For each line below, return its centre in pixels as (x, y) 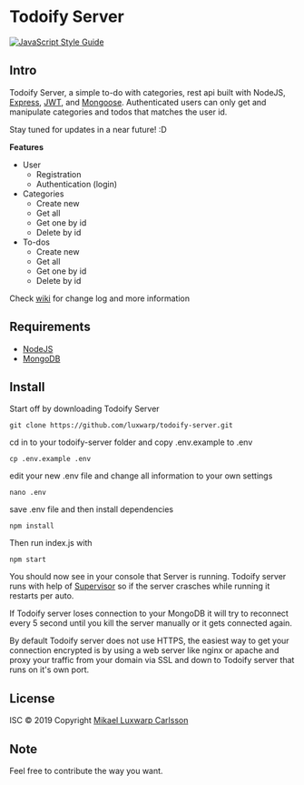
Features (26, 146)
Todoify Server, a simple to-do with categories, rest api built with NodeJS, (147, 92)
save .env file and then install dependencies (92, 509)
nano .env (28, 493)
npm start (28, 560)
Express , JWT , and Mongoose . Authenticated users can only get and (138, 102)
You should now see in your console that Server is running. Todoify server (148, 577)
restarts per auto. (42, 596)
